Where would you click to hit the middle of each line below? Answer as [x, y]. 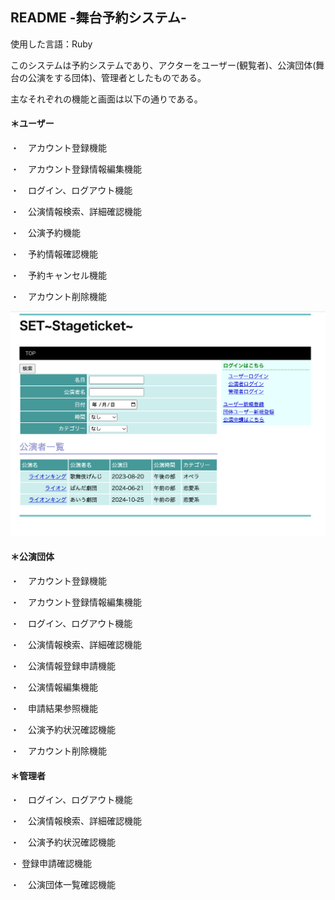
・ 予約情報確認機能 [54, 254]
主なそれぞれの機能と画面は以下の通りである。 [106, 99]
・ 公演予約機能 [45, 233]
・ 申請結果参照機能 [54, 708]
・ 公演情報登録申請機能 [63, 666]
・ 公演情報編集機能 [54, 687]
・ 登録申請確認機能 [51, 864]
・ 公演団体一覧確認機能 [63, 885]
